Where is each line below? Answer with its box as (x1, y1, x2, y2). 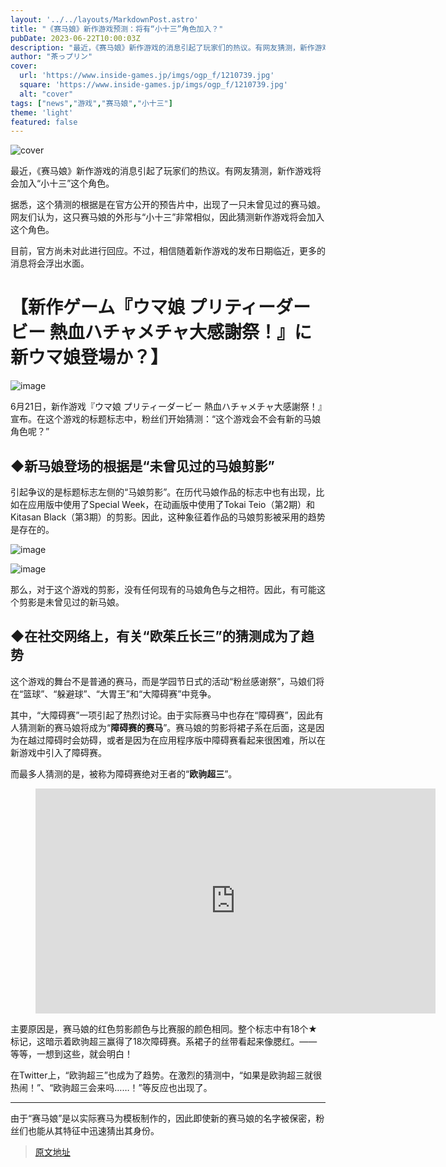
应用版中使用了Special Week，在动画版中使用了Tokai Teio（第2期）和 (27, 499, 316, 510)
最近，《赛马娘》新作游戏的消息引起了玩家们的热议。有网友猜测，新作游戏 (10, 165, 313, 177)
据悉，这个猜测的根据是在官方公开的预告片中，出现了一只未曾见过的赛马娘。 (10, 199, 326, 211)
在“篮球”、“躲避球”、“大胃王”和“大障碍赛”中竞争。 (10, 687, 217, 700)
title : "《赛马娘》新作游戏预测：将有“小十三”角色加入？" (10, 24, 224, 34)
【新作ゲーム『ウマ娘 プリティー (10, 296, 277, 319)
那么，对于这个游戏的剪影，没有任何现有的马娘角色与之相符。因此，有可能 (10, 584, 317, 595)
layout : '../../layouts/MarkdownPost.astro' (10, 14, 199, 25)
